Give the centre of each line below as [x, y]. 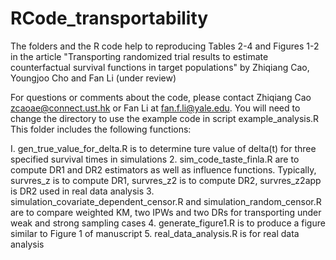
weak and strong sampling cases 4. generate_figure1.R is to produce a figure [168, 223]
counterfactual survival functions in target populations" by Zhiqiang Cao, [160, 67]
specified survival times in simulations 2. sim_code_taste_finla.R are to [155, 159]
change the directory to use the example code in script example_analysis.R [165, 118]
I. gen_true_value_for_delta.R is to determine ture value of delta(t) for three [163, 148]
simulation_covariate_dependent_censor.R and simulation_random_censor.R [166, 201]
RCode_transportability [109, 18]
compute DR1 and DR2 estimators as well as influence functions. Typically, [163, 169]
